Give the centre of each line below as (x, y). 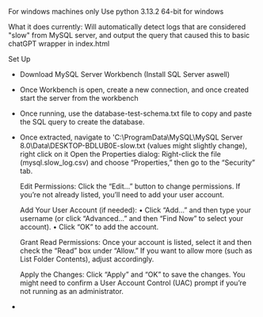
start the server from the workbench (79, 98)
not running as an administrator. (72, 291)
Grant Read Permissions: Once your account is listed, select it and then (135, 242)
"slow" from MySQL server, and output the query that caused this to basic (129, 35)
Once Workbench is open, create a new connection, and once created (134, 90)
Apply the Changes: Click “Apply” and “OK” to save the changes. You (132, 274)
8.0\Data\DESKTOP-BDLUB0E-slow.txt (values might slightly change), (133, 145)
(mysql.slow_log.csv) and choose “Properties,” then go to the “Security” (137, 162)
